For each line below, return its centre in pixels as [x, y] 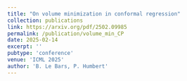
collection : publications [45, 20]
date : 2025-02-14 [33, 40]
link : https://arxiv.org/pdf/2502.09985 [67, 27]
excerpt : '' [25, 46]
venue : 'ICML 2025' [36, 60]
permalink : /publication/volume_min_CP [66, 33]
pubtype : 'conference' [40, 54]
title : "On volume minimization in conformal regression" [94, 14]
